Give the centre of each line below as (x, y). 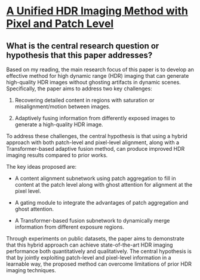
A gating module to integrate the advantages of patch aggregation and (101, 203)
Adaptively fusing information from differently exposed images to (95, 118)
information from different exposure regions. (69, 227)
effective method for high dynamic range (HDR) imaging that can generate (98, 76)
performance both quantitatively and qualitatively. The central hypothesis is (99, 251)
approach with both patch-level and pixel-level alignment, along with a (93, 142)
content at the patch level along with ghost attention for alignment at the (104, 185)
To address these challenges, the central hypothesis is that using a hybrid (97, 136)
